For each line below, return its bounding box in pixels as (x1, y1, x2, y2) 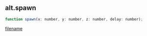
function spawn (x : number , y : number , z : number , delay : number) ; (5, 17, 143, 21)
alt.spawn (5, 4, 37, 12)
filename (5, 25, 23, 31)
